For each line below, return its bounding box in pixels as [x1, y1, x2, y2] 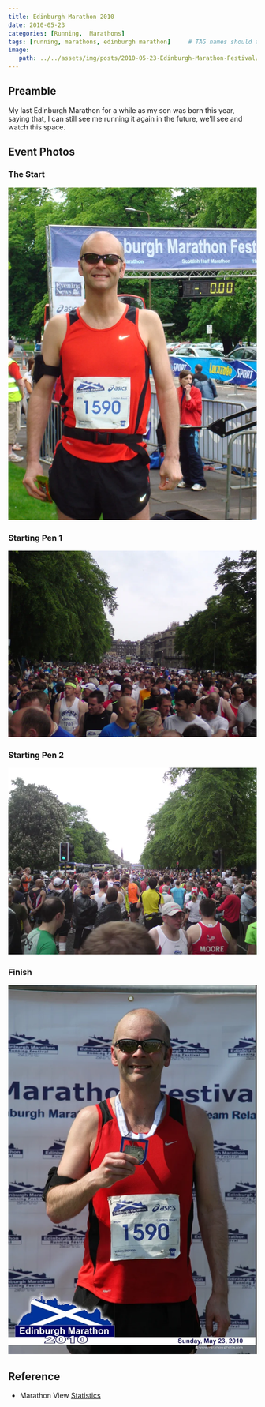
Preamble [8, 84, 57, 98]
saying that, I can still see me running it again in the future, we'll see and [8, 114, 243, 123]
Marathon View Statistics [19, 1390, 101, 1401]
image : [8, 46, 30, 54]
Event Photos [8, 145, 75, 159]
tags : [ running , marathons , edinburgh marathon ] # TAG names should [8, 38, 252, 46]
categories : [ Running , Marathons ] [8, 29, 125, 37]
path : [18, 54, 37, 62]
